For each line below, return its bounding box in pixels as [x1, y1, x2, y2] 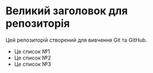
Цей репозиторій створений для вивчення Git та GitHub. [5, 36, 148, 43]
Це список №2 [14, 54, 52, 61]
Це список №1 [14, 47, 50, 55]
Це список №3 [14, 61, 52, 68]
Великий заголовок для [5, 4, 128, 18]
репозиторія [5, 17, 70, 30]
